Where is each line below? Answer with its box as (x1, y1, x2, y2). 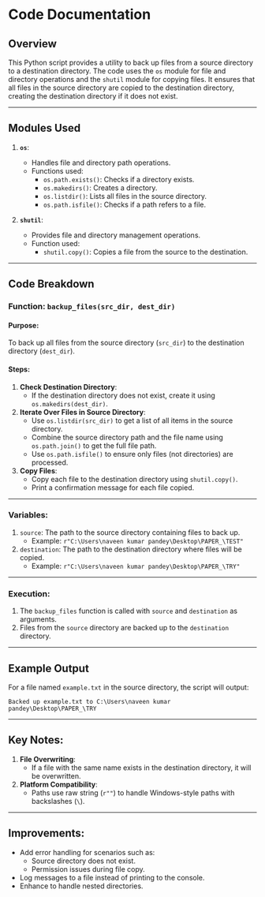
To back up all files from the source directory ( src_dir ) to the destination (8, 338, 244, 348)
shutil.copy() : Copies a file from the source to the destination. (43, 247, 248, 256)
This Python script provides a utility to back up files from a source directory (8, 58, 254, 67)
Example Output (8, 661, 89, 675)
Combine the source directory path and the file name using (31, 432, 223, 442)
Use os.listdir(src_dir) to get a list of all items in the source (31, 416, 233, 425)
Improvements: (8, 827, 85, 840)
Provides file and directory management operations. (31, 230, 201, 240)
